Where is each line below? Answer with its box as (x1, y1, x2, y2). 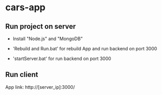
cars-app (5, 2, 46, 13)
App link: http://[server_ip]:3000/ (5, 84, 75, 90)
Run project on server (5, 22, 76, 31)
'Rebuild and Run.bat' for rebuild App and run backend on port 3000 (12, 46, 157, 51)
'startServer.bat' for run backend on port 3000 (12, 55, 111, 62)
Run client (5, 70, 38, 79)
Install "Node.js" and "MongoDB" (12, 35, 83, 42)
